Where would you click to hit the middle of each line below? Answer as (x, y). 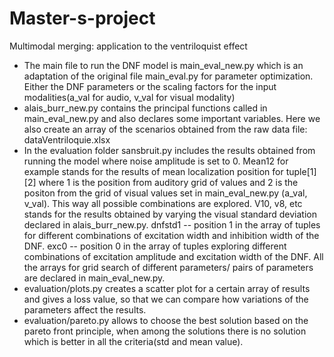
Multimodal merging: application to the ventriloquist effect (128, 46)
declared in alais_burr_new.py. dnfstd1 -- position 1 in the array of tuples (172, 224)
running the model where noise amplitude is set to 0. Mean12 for (156, 161)
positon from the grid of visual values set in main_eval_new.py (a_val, (165, 193)
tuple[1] (301, 171)
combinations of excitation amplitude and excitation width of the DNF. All (173, 256)
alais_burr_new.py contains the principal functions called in (145, 108)
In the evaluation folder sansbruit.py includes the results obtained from (169, 150)
